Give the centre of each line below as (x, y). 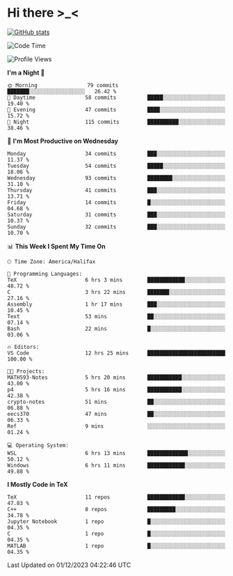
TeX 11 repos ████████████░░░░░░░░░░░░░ (116, 497)
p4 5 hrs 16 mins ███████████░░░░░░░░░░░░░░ (116, 389)
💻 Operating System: (38, 445)
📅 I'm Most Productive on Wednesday (63, 141)
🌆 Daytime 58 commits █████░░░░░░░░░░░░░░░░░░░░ (116, 98)
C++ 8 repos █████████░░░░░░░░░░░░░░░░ (116, 509)
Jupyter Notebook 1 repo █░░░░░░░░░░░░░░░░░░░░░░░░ (116, 521)
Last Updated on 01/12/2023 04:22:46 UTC (69, 565)
